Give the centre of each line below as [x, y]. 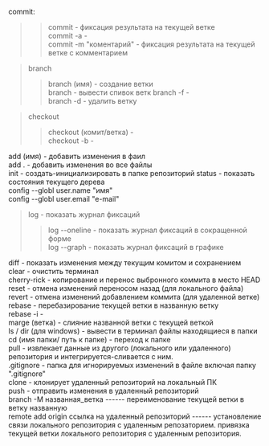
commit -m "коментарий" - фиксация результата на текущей [151, 44]
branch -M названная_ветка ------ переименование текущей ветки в [126, 399]
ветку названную [38, 408]
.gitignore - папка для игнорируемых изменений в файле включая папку [132, 365]
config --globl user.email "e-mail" [64, 199]
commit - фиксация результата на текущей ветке [131, 27]
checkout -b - [71, 141]
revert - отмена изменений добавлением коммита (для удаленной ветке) [134, 297]
